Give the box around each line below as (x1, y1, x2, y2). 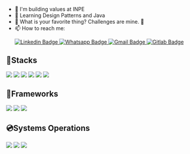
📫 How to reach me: (14, 25, 65, 32)
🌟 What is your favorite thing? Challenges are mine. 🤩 (14, 18, 145, 25)
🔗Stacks (6, 55, 37, 65)
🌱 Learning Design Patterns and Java (14, 12, 105, 19)
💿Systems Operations (6, 123, 90, 133)
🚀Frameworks (6, 89, 58, 99)
